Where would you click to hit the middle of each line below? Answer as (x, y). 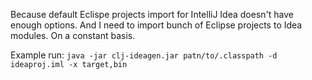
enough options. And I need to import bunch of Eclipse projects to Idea (156, 25)
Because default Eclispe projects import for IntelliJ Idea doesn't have (152, 14)
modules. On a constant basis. (73, 35)
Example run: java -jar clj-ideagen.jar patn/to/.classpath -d (144, 55)
